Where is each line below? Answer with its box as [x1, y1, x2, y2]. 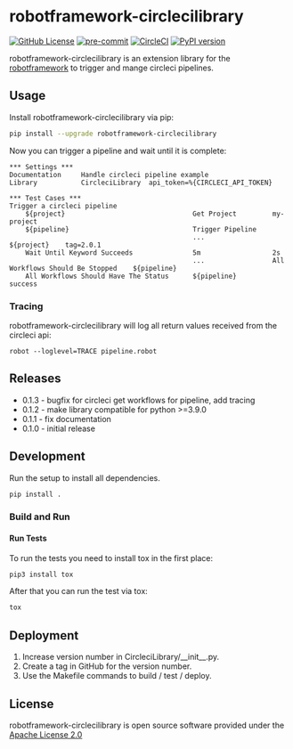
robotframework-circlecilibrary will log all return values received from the [9, 320, 278, 330]
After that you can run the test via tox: [9, 586, 149, 597]
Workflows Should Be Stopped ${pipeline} [9, 264, 177, 273]
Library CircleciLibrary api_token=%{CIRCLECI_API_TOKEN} [9, 178, 273, 187]
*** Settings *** [9, 162, 74, 171]
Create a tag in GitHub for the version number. [21, 661, 192, 672]
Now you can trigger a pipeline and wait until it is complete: [9, 145, 227, 156]
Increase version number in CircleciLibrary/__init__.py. [21, 652, 220, 663]
